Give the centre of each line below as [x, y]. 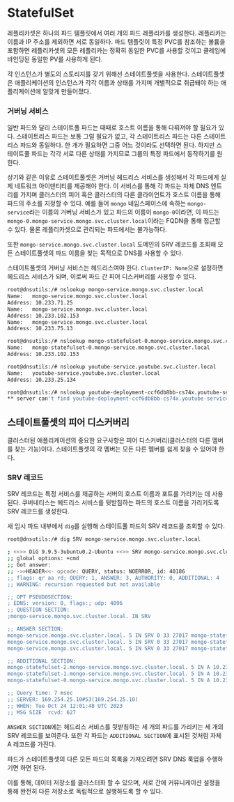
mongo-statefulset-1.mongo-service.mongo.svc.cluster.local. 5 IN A [109, 674]
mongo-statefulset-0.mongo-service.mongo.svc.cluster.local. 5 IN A [109, 681]
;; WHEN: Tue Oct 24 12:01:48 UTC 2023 [65, 706]
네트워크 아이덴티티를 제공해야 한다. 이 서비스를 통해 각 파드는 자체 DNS [112, 186]
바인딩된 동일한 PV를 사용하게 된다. [55, 59]
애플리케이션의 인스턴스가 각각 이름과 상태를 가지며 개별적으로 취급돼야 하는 [117, 82]
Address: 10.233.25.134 [42, 380]
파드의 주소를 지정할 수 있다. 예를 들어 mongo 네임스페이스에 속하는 [97, 203]
